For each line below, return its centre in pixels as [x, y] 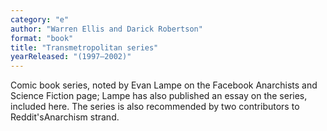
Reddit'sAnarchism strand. [65, 117]
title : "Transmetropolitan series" [84, 47]
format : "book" [42, 38]
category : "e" [40, 19]
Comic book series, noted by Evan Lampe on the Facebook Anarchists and [164, 85]
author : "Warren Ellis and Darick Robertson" [106, 29]
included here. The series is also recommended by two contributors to [155, 107]
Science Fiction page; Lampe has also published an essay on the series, [159, 96]
